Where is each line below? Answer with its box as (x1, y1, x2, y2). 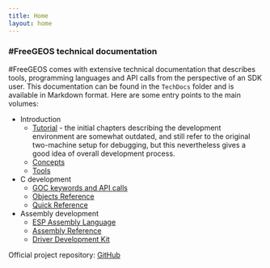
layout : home (8, 19, 53, 27)
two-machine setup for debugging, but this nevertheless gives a (32, 140, 247, 149)
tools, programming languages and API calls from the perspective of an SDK (8, 73, 263, 82)
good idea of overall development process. (32, 149, 175, 158)
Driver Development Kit (32, 234, 111, 244)
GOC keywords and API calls (32, 182, 128, 192)
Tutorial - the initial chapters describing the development (32, 123, 221, 132)
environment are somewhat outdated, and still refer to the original (32, 131, 251, 141)
